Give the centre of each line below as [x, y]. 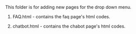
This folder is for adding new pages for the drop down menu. [69, 7]
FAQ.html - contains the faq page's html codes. [61, 17]
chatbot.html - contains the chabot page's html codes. [69, 26]
